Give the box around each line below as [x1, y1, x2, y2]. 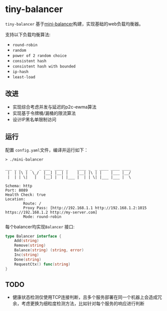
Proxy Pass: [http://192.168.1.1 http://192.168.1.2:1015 [23, 205, 147, 210]
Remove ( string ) [14, 243, 46, 248]
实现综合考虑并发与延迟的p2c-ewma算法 [12, 104, 97, 110]
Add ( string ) [14, 238, 39, 244]
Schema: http [5, 183, 33, 188]
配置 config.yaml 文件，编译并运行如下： [5, 147, 89, 153]
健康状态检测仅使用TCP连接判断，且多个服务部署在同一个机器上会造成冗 [12, 294, 162, 300]
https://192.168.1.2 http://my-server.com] [5, 210, 98, 215]
